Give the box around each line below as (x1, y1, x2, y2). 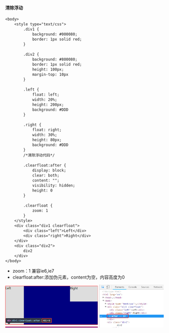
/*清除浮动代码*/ (23, 153, 55, 158)
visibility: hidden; (32, 183, 75, 188)
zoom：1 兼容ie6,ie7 (12, 268, 54, 274)
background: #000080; (32, 32, 78, 37)
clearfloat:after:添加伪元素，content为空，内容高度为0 (12, 274, 125, 280)
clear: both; (32, 173, 59, 178)
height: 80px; (32, 137, 62, 143)
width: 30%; (32, 132, 57, 138)
